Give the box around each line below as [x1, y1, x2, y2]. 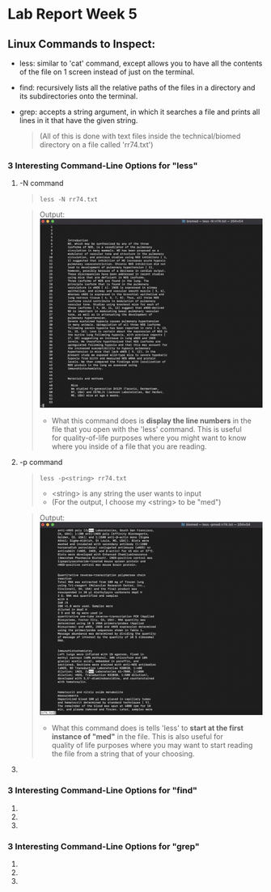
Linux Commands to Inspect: [7, 37, 155, 51]
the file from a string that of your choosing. [51, 749, 195, 759]
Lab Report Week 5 [7, 5, 138, 23]
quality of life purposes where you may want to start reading [51, 741, 253, 750]
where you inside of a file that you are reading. [51, 442, 207, 451]
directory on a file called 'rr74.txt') [39, 140, 154, 150]
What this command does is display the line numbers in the [51, 416, 252, 425]
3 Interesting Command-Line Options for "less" [7, 159, 198, 171]
